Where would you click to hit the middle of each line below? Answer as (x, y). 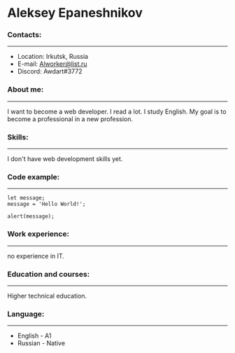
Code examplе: (34, 177)
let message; (26, 198)
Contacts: (24, 35)
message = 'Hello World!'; (47, 205)
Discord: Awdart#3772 (50, 71)
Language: (26, 314)
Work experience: (38, 234)
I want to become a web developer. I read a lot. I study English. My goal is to (117, 111)
